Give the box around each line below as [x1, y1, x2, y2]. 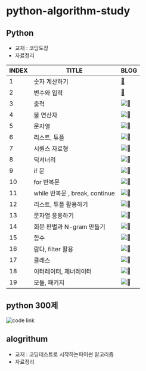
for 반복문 [33, 178, 60, 186]
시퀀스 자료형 [33, 145, 69, 152]
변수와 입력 [33, 89, 63, 96]
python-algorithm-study [6, 4, 131, 18]
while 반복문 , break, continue [33, 189, 115, 197]
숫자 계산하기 [33, 77, 69, 86]
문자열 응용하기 [33, 211, 74, 220]
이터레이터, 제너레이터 [33, 267, 92, 275]
